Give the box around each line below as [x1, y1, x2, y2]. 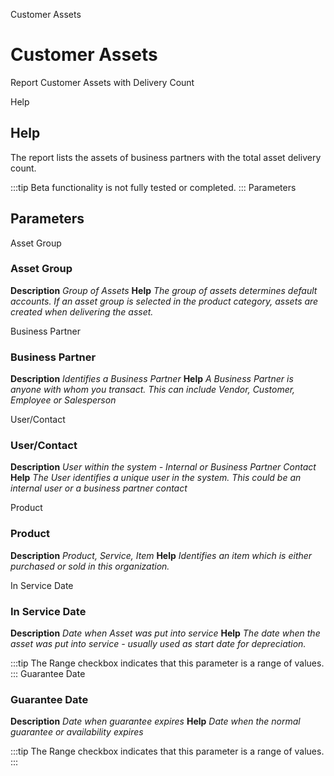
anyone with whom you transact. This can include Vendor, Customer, [10, 384, 296, 396]
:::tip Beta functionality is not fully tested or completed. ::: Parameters [10, 181, 297, 193]
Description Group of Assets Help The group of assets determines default [10, 284, 318, 296]
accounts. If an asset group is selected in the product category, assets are [10, 295, 319, 307]
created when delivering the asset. [10, 305, 154, 318]
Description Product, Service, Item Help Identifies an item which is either [10, 549, 313, 561]
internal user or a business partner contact [10, 482, 188, 494]
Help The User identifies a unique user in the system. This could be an [10, 472, 302, 484]
